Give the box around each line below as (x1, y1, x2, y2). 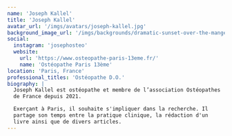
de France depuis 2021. (13, 93, 81, 100)
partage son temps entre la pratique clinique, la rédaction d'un (13, 112, 209, 119)
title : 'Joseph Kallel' (7, 16, 76, 23)
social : (7, 36, 30, 43)
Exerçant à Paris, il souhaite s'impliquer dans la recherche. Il (13, 106, 209, 113)
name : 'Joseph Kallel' (7, 10, 72, 17)
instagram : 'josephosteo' (13, 42, 88, 49)
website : (13, 49, 39, 56)
